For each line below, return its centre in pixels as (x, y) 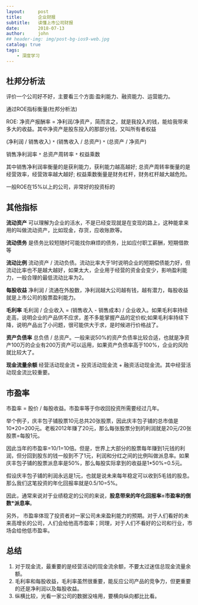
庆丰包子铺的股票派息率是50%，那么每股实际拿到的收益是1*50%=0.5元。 (96, 463)
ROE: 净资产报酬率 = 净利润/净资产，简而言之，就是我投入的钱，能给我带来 (97, 121)
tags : (13, 50)
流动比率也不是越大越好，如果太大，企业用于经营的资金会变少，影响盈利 (94, 270)
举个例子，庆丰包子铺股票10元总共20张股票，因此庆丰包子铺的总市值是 (92, 421)
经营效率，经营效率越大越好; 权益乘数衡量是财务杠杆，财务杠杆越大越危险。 (98, 174)
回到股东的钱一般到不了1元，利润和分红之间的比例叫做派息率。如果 (108, 456)
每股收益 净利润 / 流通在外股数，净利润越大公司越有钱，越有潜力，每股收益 (97, 290)
